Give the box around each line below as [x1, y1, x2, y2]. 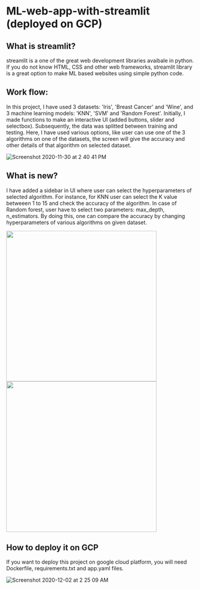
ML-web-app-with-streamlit [6, 4, 150, 18]
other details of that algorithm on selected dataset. [6, 142, 132, 149]
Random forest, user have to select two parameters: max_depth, [6, 206, 165, 213]
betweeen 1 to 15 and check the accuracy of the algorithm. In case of [6, 199, 177, 207]
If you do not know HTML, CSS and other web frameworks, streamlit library [6, 63, 193, 70]
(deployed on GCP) [6, 17, 103, 31]
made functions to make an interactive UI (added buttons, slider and [6, 116, 175, 123]
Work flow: [6, 87, 49, 98]
